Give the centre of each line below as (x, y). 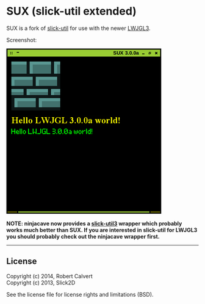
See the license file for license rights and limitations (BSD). (80, 294)
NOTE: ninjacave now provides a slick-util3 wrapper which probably (94, 223)
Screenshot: (22, 40)
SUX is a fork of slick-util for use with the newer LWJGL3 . (78, 28)
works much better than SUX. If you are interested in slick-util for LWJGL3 (102, 230)
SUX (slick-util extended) (72, 11)
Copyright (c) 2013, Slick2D (41, 283)
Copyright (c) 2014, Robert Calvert (49, 276)
